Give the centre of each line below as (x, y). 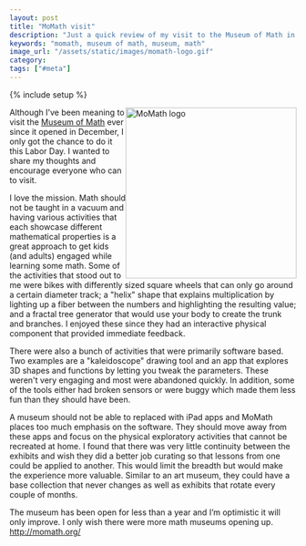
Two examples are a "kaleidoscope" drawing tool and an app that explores (149, 360)
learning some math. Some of (65, 265)
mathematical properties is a (63, 236)
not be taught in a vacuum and (67, 207)
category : (28, 60)
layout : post (34, 18)
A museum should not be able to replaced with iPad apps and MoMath (141, 417)
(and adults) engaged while (61, 255)
